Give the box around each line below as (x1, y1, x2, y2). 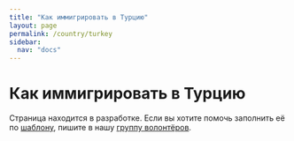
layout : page (9, 21, 58, 30)
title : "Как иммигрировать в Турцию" (9, 12, 149, 22)
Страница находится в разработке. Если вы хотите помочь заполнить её (9, 113, 285, 123)
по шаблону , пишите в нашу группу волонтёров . (9, 122, 192, 133)
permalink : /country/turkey (9, 29, 113, 38)
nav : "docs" (17, 46, 62, 55)
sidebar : (9, 37, 42, 47)
